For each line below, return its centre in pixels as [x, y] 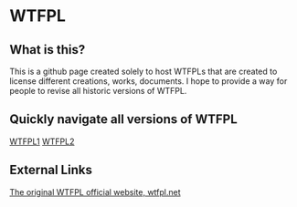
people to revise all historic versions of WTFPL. [98, 91]
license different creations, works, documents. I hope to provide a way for [148, 81]
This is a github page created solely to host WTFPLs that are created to [143, 71]
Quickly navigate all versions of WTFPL [123, 119]
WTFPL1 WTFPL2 [42, 141]
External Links [51, 170]
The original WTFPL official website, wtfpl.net [95, 191]
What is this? [48, 50]
